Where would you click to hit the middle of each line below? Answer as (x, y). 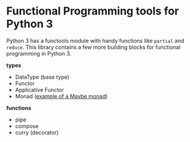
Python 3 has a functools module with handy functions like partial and (95, 40)
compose (27, 126)
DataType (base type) (42, 77)
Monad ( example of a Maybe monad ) (61, 96)
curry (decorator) (37, 132)
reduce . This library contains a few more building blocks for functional (93, 47)
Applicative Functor (39, 89)
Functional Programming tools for (93, 11)
